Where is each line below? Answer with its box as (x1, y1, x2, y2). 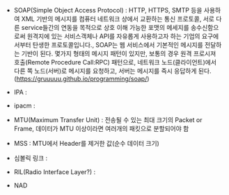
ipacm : (13, 101, 35, 110)
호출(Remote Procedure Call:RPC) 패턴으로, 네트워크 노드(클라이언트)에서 (13, 58, 217, 66)
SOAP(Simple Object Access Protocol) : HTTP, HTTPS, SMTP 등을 (13, 6, 203, 14)
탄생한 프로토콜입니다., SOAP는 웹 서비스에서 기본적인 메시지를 (32, 41, 203, 49)
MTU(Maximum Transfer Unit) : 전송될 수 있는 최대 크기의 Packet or (13, 116, 203, 124)
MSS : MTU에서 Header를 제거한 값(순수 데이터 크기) (13, 139, 160, 147)
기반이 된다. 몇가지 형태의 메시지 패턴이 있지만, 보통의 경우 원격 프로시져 (21, 49, 216, 58)
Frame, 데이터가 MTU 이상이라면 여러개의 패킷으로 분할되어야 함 (13, 124, 189, 133)
